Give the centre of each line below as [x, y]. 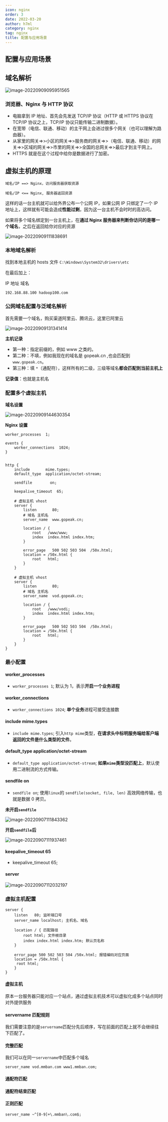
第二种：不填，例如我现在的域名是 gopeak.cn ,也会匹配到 [71, 355]
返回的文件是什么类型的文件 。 [43, 739]
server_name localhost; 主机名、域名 [51, 920]
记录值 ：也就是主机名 [27, 379]
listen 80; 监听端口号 [38, 915]
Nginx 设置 [16, 425]
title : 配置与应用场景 [26, 38]
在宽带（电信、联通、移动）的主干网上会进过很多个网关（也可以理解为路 [87, 129]
